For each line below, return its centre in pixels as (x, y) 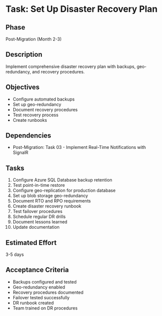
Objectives (23, 87)
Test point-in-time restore (39, 185)
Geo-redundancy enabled (39, 287)
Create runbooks (30, 120)
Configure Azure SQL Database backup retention (62, 180)
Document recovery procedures (45, 109)
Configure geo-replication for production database (64, 190)
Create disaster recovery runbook (47, 206)
